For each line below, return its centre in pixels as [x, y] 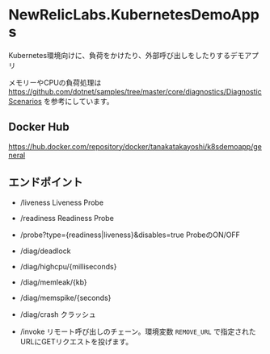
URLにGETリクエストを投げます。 [76, 341]
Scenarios [25, 101]
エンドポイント [46, 183]
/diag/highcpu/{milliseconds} [68, 266]
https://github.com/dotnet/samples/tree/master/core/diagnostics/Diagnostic [135, 91]
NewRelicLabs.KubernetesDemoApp [134, 15]
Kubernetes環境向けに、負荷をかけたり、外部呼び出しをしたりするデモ [127, 55]
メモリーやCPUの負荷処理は [55, 82]
